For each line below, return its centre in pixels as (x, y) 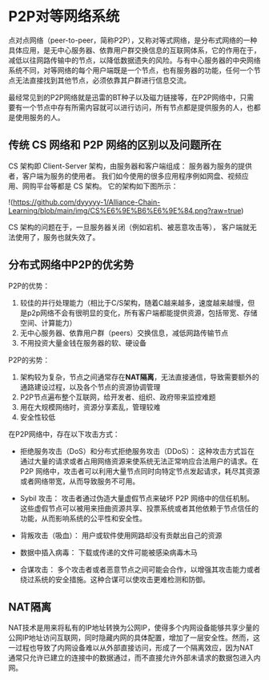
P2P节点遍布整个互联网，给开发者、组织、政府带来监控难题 (118, 397)
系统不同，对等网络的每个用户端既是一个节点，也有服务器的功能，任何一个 (131, 70)
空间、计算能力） (48, 322)
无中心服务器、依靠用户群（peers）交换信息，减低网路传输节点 (124, 333)
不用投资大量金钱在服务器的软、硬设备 (83, 342)
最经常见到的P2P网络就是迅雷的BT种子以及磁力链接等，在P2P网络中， (124, 97)
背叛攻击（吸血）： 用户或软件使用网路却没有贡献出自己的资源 (121, 535)
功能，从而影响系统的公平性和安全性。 (83, 518)
